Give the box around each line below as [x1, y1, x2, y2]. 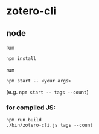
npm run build [6, 117, 42, 123]
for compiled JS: [6, 103, 56, 112]
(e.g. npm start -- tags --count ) [6, 88, 89, 96]
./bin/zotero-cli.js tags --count [6, 122, 94, 129]
